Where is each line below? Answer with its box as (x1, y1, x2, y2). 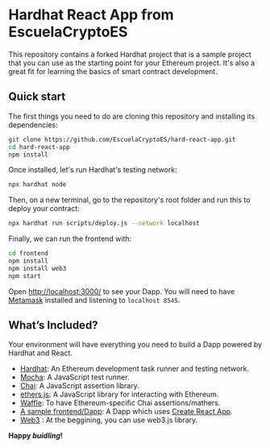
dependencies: (8, 119, 58, 130)
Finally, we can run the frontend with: (8, 234, 132, 243)
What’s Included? (8, 318, 98, 332)
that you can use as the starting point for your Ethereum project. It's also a (8, 58, 255, 68)
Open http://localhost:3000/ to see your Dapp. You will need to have (8, 286, 235, 296)
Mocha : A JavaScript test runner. (19, 372, 130, 382)
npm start (8, 272, 42, 280)
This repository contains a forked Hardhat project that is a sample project (8, 49, 251, 59)
